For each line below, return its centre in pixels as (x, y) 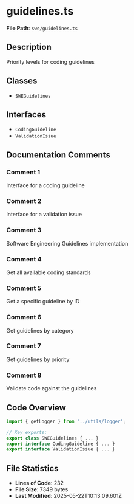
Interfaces (26, 115)
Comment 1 (23, 172)
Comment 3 (24, 230)
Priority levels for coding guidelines (51, 61)
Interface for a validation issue (44, 215)
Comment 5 (24, 288)
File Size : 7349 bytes (42, 489)
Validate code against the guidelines (52, 388)
